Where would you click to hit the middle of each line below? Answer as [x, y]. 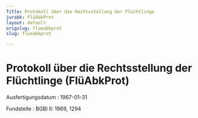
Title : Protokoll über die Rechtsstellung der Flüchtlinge [80, 12]
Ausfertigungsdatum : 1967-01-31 [47, 97]
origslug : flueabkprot [34, 28]
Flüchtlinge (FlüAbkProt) [68, 81]
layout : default [26, 23]
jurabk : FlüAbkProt [30, 17]
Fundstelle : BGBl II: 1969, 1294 [44, 109]
